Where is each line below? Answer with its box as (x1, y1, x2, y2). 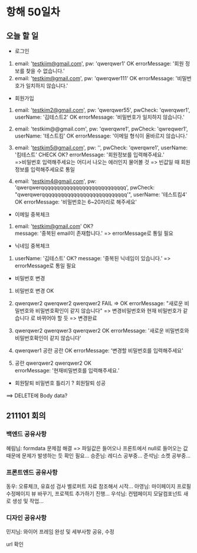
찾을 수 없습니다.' (25, 67, 65, 74)
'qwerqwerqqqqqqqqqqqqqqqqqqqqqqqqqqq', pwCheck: (14, 184, 155, 191)
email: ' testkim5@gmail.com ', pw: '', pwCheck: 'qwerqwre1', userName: (14, 144, 188, 151)
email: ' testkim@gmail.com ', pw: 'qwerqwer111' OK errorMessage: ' (14, 75, 178, 81)
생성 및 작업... (12, 497, 44, 505)
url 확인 (6, 541, 24, 548)
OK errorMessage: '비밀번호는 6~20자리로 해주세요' (14, 198, 137, 205)
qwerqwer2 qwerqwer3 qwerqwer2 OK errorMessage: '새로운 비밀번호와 (14, 327, 189, 334)
